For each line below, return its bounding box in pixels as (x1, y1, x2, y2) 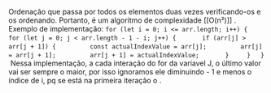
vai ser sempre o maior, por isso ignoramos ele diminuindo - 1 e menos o (8, 67, 252, 76)
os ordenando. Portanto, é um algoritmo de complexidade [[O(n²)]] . (8, 15, 237, 25)
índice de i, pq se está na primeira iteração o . (8, 76, 162, 85)
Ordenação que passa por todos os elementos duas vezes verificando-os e (8, 7, 261, 16)
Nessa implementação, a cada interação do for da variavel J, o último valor (10, 58, 262, 68)
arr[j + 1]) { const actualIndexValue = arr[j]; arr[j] (8, 43, 263, 51)
